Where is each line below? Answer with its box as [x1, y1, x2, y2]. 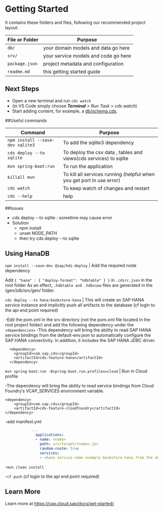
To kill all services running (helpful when [63, 170, 155, 177]
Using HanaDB [5, 249, 50, 258]
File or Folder [7, 36, 39, 43]
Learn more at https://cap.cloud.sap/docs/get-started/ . [5, 500, 115, 506]
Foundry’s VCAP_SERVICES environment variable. [5, 388, 104, 394]
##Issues [5, 205, 24, 211]
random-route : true [39, 446, 79, 451]
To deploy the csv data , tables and [63, 149, 143, 155]
